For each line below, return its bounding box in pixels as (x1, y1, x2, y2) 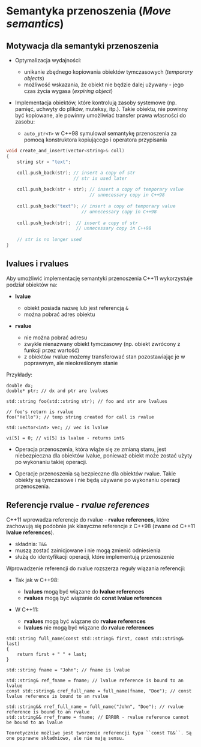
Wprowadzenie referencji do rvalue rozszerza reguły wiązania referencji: (6, 565, 185, 572)
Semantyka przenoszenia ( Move (6, 4, 171, 18)
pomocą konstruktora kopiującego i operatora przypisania (23, 136, 167, 143)
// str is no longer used (17, 237, 82, 243)
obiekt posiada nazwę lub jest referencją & (23, 304, 129, 311)
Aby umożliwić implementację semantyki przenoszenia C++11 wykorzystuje (6, 275, 193, 282)
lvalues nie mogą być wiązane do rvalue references (23, 623, 154, 631)
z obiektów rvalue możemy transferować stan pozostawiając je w (23, 353, 185, 360)
